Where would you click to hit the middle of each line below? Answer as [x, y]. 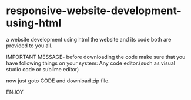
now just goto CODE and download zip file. [58, 81]
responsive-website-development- [94, 11]
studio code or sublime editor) [43, 69]
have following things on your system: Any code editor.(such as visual [91, 63]
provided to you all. [29, 46]
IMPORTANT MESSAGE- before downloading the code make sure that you [96, 57]
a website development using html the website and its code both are [89, 39]
